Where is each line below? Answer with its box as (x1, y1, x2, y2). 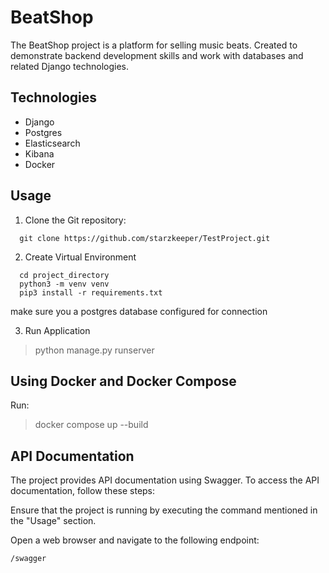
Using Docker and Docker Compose (10, 372, 237, 390)
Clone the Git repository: (24, 214, 127, 226)
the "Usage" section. (10, 515, 97, 527)
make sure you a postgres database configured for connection (10, 305, 268, 317)
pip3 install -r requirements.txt (19, 287, 163, 298)
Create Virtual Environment (24, 251, 137, 263)
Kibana (24, 147, 55, 160)
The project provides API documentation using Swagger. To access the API (10, 474, 320, 486)
